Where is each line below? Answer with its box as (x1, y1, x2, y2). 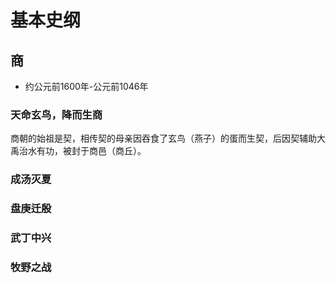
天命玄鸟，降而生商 (10, 107, 103, 121)
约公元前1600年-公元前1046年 (24, 81, 149, 92)
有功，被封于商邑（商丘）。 (36, 145, 147, 157)
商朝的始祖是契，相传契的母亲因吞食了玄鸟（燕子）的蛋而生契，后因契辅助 (10, 132, 317, 145)
